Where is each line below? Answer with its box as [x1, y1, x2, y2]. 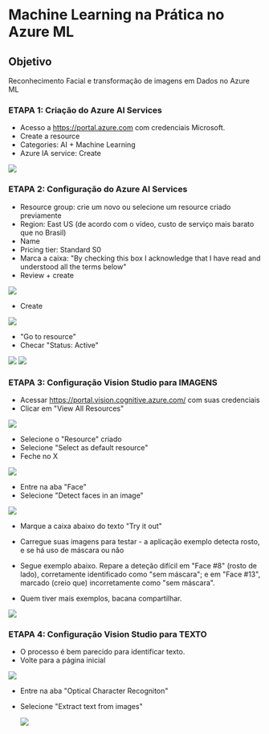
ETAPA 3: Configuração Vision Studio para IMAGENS [8, 376, 218, 388]
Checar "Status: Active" [19, 340, 99, 350]
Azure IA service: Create [19, 149, 102, 158]
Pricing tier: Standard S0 [19, 244, 102, 254]
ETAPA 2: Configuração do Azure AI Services [8, 183, 188, 195]
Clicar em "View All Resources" [19, 404, 124, 413]
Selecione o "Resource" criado [19, 434, 122, 444]
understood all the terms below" [19, 261, 127, 271]
